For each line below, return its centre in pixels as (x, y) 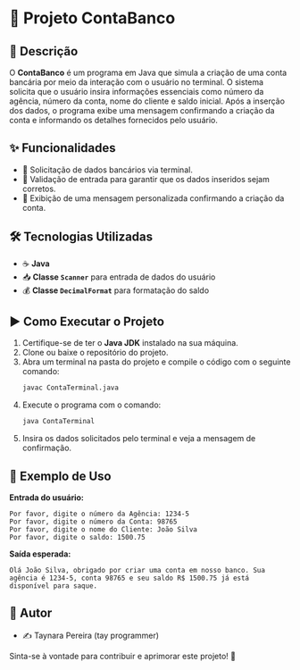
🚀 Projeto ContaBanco (92, 18)
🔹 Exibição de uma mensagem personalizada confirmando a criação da (153, 198)
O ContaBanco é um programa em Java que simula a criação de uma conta (148, 72)
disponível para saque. (54, 586)
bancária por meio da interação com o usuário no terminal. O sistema (137, 82)
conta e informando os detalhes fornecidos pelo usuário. (114, 120)
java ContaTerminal (58, 422)
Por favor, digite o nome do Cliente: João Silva (104, 530)
